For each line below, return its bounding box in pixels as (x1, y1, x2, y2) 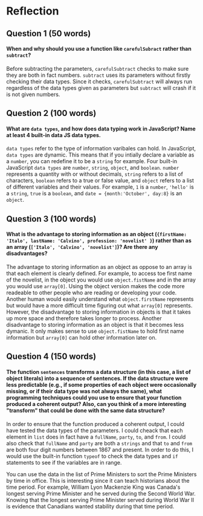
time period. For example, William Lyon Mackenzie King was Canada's (6, 483, 181, 491)
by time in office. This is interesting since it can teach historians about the (6, 477, 190, 484)
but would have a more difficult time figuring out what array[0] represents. (6, 302, 193, 309)
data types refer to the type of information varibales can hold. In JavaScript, (6, 145, 196, 152)
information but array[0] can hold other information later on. (6, 334, 157, 341)
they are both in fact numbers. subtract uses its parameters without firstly (6, 71, 191, 79)
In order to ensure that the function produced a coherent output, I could (6, 420, 184, 427)
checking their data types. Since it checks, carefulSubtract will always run (6, 77, 193, 85)
